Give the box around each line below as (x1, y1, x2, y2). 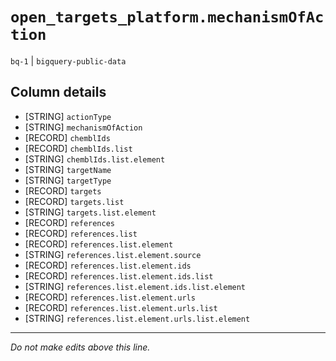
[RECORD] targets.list (24, 195, 125, 207)
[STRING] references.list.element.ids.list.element (24, 280, 247, 292)
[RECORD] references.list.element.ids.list (24, 269, 214, 282)
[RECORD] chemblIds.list (24, 142, 133, 154)
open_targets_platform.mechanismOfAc (10, 8, 325, 27)
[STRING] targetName (24, 163, 112, 175)
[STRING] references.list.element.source (24, 248, 202, 260)
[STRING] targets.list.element (24, 206, 157, 218)
